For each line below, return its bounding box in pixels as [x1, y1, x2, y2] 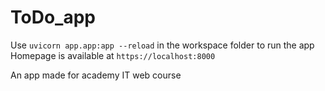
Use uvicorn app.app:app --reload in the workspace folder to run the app [10, 39, 315, 51]
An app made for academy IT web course [10, 69, 182, 81]
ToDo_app [10, 6, 96, 29]
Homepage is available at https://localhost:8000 [10, 49, 216, 61]
